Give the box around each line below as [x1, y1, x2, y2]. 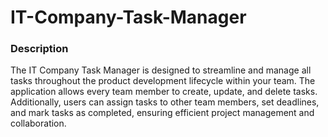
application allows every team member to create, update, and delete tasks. [10, 86, 318, 98]
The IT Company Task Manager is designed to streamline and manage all [10, 64, 312, 76]
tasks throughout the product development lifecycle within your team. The [10, 75, 316, 87]
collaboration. [10, 117, 67, 130]
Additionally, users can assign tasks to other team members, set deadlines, [10, 96, 320, 108]
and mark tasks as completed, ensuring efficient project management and [10, 107, 315, 119]
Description [10, 42, 69, 56]
